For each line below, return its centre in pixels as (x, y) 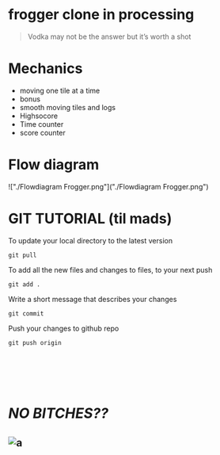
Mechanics (46, 69)
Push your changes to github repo (64, 328)
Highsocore (38, 116)
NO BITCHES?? (59, 413)
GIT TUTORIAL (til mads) (90, 219)
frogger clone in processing (101, 15)
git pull (23, 255)
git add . (25, 284)
